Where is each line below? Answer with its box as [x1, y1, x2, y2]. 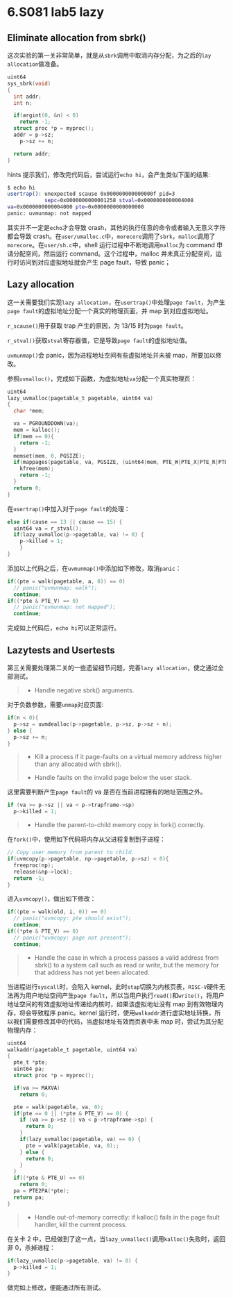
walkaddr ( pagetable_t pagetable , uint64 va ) [7, 1046, 138, 1053]
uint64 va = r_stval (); [13, 525, 82, 532]
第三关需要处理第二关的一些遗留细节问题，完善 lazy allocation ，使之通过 [7, 664, 218, 672]
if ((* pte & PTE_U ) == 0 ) [13, 1174, 85, 1181]
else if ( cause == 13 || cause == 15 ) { [7, 518, 123, 525]
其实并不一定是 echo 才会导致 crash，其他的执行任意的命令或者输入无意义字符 [7, 223, 226, 231]
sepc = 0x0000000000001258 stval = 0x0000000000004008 [44, 197, 194, 204]
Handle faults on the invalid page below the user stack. [34, 774, 192, 782]
